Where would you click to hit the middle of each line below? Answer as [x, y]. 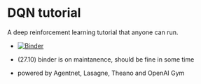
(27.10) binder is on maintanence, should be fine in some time [106, 59]
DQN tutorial [44, 13]
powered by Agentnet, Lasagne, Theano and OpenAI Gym [101, 73]
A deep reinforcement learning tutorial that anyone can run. [93, 32]
